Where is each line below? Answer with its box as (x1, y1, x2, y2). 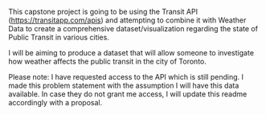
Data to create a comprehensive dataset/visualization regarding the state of (8, 24, 259, 33)
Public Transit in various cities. (8, 32, 110, 42)
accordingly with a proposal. (8, 98, 103, 107)
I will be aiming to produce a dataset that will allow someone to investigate (8, 48, 255, 57)
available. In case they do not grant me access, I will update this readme (8, 89, 248, 99)
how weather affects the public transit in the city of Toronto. (8, 56, 207, 66)
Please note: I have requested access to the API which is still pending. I (8, 72, 243, 81)
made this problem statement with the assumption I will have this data (8, 80, 239, 90)
